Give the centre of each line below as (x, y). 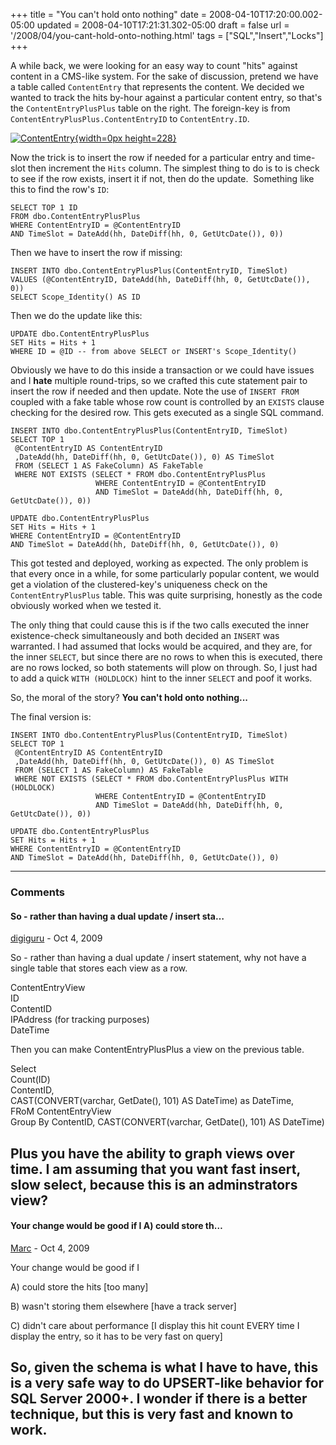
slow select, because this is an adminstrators (154, 1184)
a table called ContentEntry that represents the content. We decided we (157, 87)
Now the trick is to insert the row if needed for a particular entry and (151, 157)
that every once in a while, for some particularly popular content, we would (165, 573)
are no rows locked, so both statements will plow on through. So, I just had (164, 667)
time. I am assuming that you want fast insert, (155, 1169)
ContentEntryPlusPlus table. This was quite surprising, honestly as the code (166, 595)
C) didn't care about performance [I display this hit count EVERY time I (155, 1325)
